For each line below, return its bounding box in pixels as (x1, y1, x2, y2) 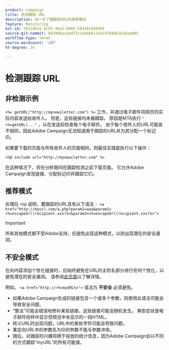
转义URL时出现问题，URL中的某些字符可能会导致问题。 (12, 320, 128, 326)
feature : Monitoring (5, 21, 49, 27)
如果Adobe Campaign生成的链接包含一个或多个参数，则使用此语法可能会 (12, 295, 164, 301)
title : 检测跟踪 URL (5, 12, 45, 17)
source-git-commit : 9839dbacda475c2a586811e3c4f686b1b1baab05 (5, 31, 139, 36)
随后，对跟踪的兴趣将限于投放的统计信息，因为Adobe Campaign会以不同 (12, 333, 164, 339)
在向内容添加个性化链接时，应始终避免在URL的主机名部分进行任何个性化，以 (5, 267, 164, 273)
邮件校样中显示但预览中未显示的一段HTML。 (17, 314, 109, 320)
